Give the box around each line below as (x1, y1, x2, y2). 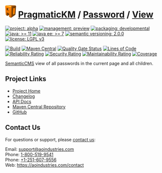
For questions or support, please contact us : (5, 136, 96, 142)
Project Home (12, 88, 41, 94)
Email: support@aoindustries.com (5, 146, 74, 152)
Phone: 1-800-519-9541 (5, 151, 54, 157)
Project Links (5, 75, 47, 83)
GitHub (12, 109, 27, 115)
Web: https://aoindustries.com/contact (5, 162, 84, 168)
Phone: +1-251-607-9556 (5, 157, 57, 163)
